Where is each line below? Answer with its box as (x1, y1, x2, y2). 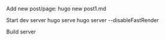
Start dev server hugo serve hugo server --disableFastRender (6, 17, 159, 23)
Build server (6, 28, 36, 35)
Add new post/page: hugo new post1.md (6, 5, 107, 12)
